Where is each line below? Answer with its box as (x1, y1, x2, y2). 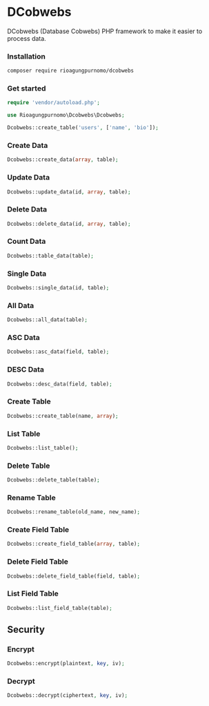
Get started (7, 84, 46, 93)
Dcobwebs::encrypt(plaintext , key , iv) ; (7, 660, 126, 667)
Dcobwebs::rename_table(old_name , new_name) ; (7, 508, 140, 515)
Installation (7, 51, 46, 61)
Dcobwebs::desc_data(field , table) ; (7, 381, 112, 388)
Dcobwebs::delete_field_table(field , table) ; (7, 573, 140, 580)
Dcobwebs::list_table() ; (7, 444, 79, 451)
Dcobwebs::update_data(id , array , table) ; (7, 188, 131, 195)
